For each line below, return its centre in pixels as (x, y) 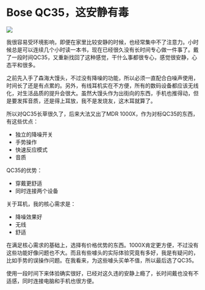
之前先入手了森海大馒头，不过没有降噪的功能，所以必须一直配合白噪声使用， (103, 78)
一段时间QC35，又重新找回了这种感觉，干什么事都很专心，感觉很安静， (102, 57)
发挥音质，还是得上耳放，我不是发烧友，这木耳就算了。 (86, 101)
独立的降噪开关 (34, 134)
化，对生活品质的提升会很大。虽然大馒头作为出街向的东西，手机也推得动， (100, 93)
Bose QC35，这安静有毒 (68, 13)
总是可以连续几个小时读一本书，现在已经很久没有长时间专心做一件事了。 (102, 49)
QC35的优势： (24, 170)
